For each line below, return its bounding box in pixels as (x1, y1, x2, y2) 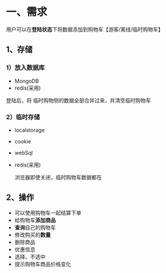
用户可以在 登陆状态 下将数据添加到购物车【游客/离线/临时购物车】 (6, 26, 164, 33)
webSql (14, 149, 33, 156)
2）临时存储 (6, 112, 40, 121)
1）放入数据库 (6, 64, 45, 72)
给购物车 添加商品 (14, 216, 56, 223)
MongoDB (14, 77, 39, 84)
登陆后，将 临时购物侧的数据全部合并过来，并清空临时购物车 (6, 97, 151, 104)
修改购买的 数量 (14, 231, 51, 238)
